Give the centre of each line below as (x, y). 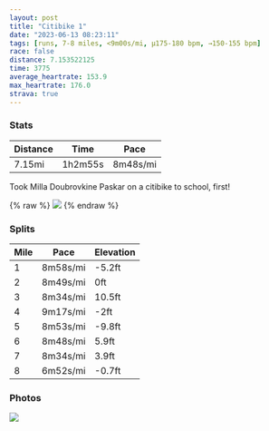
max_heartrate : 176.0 (50, 85)
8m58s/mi (64, 268)
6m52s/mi (64, 371)
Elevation (115, 252)
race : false (32, 52)
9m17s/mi (64, 312)
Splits (22, 229)
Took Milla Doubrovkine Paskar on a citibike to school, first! (120, 186)
